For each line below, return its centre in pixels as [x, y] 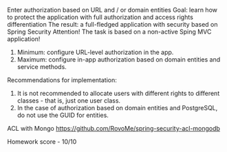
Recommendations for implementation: [62, 80]
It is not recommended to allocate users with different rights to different [118, 93]
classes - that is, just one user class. [69, 101]
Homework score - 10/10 [42, 142]
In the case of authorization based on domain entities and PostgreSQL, [117, 108]
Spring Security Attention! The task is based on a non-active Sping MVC [109, 31]
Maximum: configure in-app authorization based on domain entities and [119, 60]
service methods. [42, 67]
